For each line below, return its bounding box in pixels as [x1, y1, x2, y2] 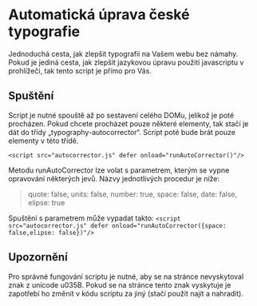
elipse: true [27, 197, 65, 207]
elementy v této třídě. [8, 136, 79, 145]
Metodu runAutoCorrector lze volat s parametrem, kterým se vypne [8, 165, 230, 175]
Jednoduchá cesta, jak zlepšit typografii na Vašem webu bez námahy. [8, 49, 239, 58]
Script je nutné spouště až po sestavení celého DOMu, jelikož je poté [8, 110, 235, 120]
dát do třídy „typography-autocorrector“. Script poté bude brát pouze [8, 127, 235, 137]
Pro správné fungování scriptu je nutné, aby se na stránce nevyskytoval [8, 272, 244, 281]
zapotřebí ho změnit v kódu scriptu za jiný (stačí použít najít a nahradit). [8, 288, 243, 298]
